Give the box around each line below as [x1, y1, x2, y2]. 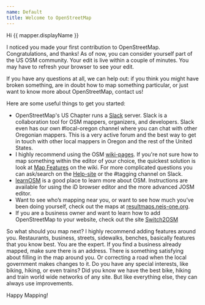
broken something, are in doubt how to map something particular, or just [6, 81, 188, 89]
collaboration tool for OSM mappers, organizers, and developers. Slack [15, 118, 195, 126]
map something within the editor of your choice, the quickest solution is [15, 157, 196, 164]
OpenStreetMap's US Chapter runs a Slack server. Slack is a [15, 111, 167, 119]
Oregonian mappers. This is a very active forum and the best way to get [15, 131, 196, 138]
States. [15, 144, 34, 151]
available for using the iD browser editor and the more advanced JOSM [15, 183, 195, 190]
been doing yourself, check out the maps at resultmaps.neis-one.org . [15, 203, 190, 210]
